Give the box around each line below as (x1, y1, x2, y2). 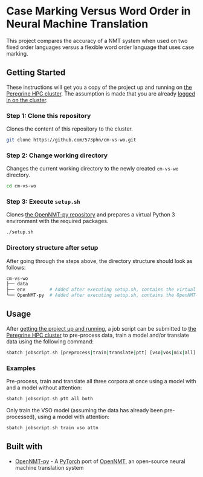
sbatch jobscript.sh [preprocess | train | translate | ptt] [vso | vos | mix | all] (6, 349, 196, 355)
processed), (6, 413, 36, 420)
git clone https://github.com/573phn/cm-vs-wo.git (6, 137, 137, 143)
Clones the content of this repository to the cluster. (6, 125, 133, 132)
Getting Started (6, 68, 66, 78)
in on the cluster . (6, 96, 48, 103)
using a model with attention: (37, 413, 110, 420)
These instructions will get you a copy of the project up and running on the (6, 83, 192, 91)
